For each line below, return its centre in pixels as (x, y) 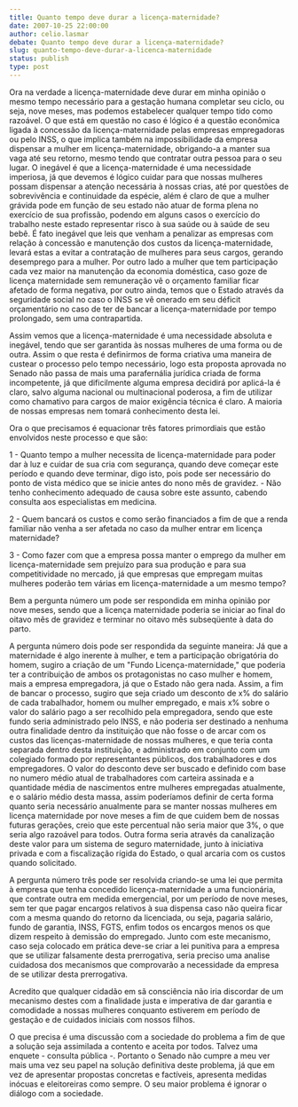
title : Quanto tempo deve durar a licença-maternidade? (114, 17)
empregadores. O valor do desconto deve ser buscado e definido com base (148, 768)
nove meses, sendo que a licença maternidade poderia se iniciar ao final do (147, 609)
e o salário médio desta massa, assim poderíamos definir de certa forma (141, 797)
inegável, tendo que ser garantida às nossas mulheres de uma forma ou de (146, 345)
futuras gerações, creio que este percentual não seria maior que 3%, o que (147, 825)
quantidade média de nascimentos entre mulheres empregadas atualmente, (147, 787)
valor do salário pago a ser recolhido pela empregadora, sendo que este (141, 711)
